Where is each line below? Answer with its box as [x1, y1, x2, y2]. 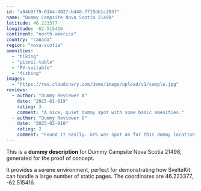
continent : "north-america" [6, 31, 77, 37]
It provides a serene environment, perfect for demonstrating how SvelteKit [6, 166, 191, 173]
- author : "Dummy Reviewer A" [11, 92, 87, 99]
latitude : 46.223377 [6, 20, 58, 26]
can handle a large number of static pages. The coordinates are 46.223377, [6, 172, 194, 180]
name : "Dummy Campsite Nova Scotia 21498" [6, 14, 114, 20]
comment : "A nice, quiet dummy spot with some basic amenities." [17, 109, 185, 115]
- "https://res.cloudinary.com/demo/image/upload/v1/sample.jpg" [11, 82, 179, 88]
